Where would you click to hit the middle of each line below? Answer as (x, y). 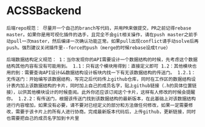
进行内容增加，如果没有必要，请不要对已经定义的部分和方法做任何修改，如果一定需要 (97, 105)
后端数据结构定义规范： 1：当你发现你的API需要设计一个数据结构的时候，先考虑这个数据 (102, 60)
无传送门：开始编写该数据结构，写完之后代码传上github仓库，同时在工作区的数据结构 (99, 79)
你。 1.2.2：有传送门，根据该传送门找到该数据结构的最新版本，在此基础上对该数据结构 (101, 99)
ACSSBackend (44, 11)
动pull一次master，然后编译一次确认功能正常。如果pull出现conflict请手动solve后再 (102, 41)
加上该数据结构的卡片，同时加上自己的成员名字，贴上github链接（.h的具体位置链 (108, 86)
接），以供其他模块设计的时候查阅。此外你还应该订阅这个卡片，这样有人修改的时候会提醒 (101, 92)
